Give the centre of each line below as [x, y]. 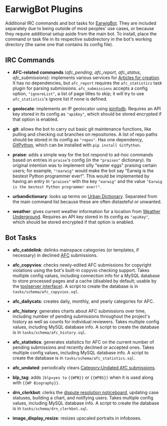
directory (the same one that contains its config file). [59, 44]
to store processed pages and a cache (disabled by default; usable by [84, 281]
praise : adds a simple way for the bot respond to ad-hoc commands [83, 154]
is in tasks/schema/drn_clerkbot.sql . [50, 408]
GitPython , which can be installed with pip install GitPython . [77, 145]
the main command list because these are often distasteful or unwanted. [87, 201]
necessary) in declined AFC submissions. [55, 255]
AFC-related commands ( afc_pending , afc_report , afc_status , [77, 72]
